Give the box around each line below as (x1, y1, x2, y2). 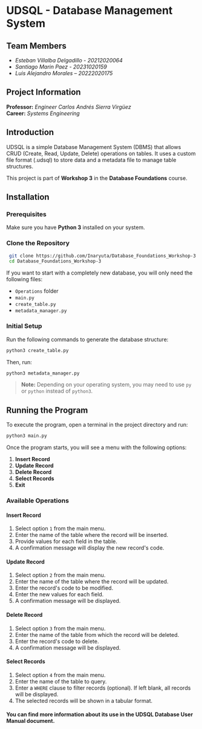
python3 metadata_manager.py (6, 370, 80, 376)
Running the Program (6, 405, 88, 415)
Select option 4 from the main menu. (15, 671, 106, 679)
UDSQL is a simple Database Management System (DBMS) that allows (6, 143, 181, 150)
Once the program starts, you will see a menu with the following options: (6, 444, 187, 451)
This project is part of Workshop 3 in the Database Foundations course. (6, 174, 187, 182)
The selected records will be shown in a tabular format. (15, 697, 153, 704)
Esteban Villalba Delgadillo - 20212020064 (15, 57, 123, 64)
